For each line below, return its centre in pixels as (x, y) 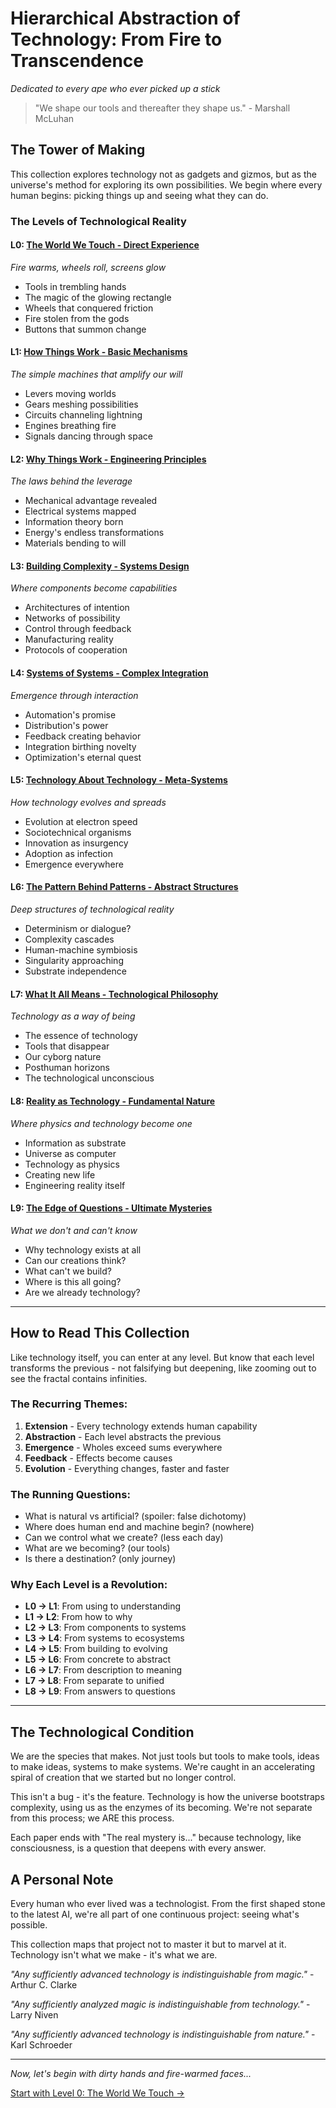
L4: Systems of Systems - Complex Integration (109, 673)
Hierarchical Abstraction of (125, 18)
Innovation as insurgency (76, 843)
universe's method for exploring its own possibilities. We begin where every (166, 184)
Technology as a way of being (73, 1016)
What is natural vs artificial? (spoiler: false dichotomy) (135, 1516)
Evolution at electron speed (81, 821)
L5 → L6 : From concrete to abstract (98, 1659)
